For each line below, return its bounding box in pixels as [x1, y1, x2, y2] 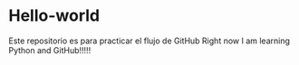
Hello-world [8, 5, 101, 26]
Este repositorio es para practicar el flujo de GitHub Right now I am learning [8, 35, 291, 46]
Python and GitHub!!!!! [8, 44, 92, 55]
